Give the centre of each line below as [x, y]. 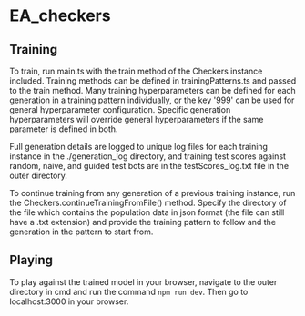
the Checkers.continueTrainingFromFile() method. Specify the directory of [148, 202]
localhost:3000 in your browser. [69, 301]
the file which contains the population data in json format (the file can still [147, 212]
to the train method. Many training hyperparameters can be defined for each [152, 90]
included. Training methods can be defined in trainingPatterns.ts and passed [153, 81]
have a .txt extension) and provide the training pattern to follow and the [142, 222]
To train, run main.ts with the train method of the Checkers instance [136, 71]
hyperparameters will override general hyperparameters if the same [137, 119]
